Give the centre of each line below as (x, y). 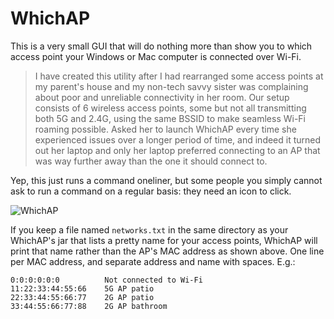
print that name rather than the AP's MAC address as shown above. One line (167, 251)
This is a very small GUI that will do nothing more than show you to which (161, 46)
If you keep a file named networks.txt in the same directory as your (149, 229)
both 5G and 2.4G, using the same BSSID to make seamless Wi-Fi (170, 118)
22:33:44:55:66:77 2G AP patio (82, 297)
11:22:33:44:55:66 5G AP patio (82, 288)
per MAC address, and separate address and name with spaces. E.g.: (153, 261)
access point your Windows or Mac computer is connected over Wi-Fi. (156, 56)
